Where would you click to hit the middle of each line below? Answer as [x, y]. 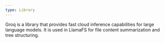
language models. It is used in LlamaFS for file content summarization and [82, 30]
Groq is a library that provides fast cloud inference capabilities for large [80, 24]
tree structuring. [22, 35]
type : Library [20, 10]
